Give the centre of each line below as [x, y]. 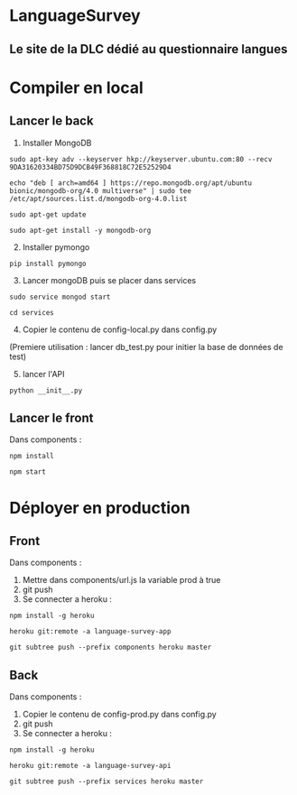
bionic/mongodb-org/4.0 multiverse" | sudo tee [101, 190]
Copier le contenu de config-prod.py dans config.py [119, 715]
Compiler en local [77, 88]
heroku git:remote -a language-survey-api [90, 766]
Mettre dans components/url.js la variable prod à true [121, 580]
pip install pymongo [48, 263]
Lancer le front [51, 417]
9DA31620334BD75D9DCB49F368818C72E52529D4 [90, 167]
